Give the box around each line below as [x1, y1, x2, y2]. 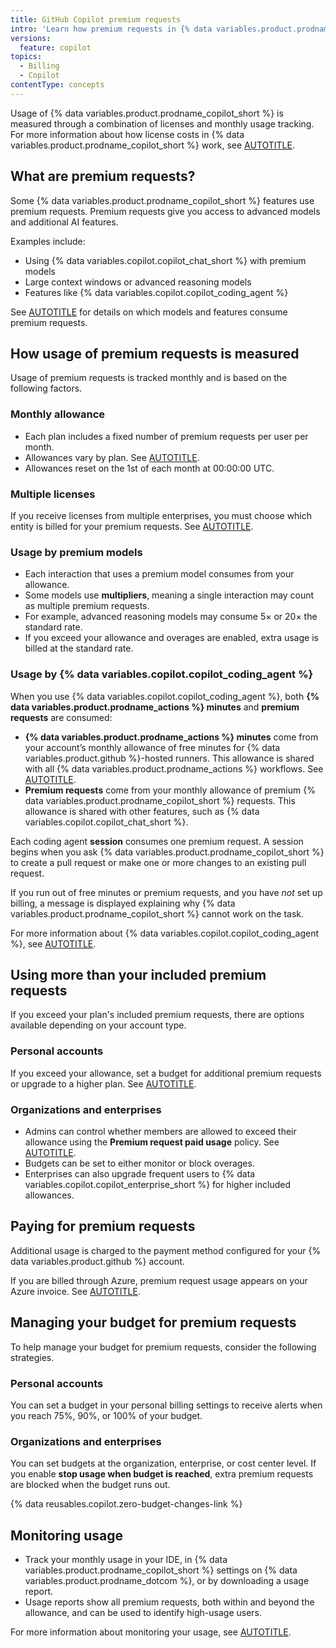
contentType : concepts [10, 80, 105, 90]
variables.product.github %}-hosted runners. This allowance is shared [24, 752, 315, 764]
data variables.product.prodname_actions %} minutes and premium [10, 701, 300, 713]
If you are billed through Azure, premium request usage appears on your [10, 1274, 308, 1286]
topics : [10, 52, 43, 62]
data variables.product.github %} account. [10, 1255, 185, 1267]
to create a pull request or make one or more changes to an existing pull [10, 856, 307, 868]
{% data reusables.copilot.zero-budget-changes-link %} [10, 1498, 243, 1510]
